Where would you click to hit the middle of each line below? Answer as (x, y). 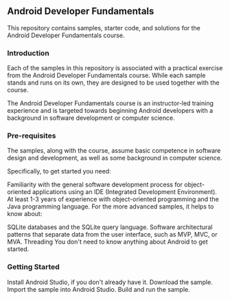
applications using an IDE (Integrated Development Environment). (125, 192)
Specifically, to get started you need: (59, 171)
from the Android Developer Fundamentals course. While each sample (106, 76)
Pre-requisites (32, 136)
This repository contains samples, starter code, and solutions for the (104, 28)
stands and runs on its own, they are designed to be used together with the (113, 83)
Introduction (28, 53)
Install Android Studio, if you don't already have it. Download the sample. (110, 282)
